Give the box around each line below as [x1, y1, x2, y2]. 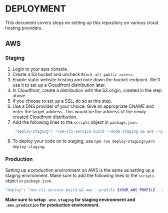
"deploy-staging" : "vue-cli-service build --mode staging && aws [14, 129, 154, 134]
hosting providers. [5, 25, 43, 31]
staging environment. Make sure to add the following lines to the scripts [5, 172, 154, 178]
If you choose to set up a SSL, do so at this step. [12, 98, 112, 104]
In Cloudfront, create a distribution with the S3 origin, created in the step [12, 87, 162, 93]
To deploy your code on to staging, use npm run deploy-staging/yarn [12, 138, 155, 144]
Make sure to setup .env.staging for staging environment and [5, 196, 135, 202]
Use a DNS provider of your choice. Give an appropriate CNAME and [12, 103, 154, 109]
